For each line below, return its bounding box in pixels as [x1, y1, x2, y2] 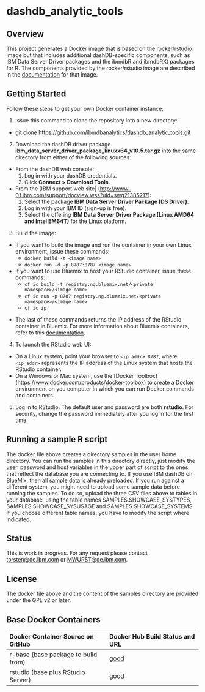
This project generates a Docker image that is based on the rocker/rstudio [6, 45, 192, 52]
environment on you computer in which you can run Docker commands [15, 385, 194, 393]
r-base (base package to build [9, 650, 98, 659]
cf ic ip [24, 305, 47, 311]
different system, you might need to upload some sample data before [6, 483, 180, 491]
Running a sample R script [6, 434, 108, 445]
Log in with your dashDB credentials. [24, 171, 117, 179]
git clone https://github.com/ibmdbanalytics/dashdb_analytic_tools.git [15, 129, 191, 136]
